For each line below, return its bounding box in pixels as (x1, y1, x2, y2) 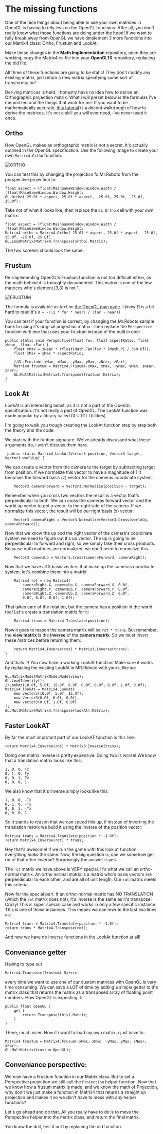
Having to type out (5, 961, 42, 967)
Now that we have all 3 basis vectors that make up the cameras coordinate (5, 564, 155, 570)
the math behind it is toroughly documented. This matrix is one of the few (5, 279, 152, 285)
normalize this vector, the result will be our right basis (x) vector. (5, 508, 134, 514)
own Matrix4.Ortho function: (5, 152, 62, 158)
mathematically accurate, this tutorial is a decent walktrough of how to (5, 105, 146, 111)
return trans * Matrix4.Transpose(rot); (5, 926, 89, 930)
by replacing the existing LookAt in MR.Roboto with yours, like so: (5, 665, 136, 670)
